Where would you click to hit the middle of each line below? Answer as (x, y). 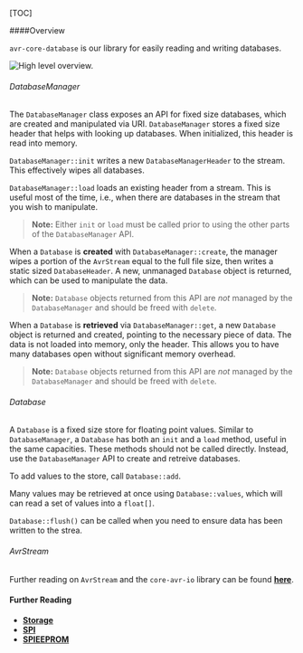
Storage (38, 620)
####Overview (38, 30)
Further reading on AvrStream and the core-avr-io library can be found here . (151, 579)
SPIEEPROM (46, 639)
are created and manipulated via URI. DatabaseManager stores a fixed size (145, 124)
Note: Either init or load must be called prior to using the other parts (161, 224)
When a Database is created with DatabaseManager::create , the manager (144, 251)
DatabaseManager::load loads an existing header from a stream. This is (140, 188)
